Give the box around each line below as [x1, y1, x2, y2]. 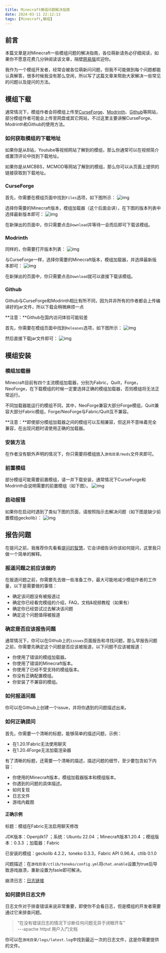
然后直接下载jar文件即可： [5, 336, 58, 342]
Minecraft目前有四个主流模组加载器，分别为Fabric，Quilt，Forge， [5, 379, 141, 386]
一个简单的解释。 [9, 551, 44, 557]
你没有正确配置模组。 [12, 673, 56, 679]
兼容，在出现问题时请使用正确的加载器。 [5, 425, 87, 431]
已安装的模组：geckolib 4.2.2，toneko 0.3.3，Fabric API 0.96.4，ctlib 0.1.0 [5, 850, 157, 856]
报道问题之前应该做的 [5, 564, 56, 571]
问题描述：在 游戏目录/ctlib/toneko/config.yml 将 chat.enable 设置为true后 [5, 861, 153, 866]
